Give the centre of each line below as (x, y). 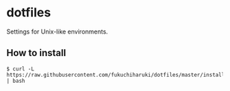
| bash (16, 81)
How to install (36, 53)
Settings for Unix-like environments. (57, 31)
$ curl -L (21, 69)
